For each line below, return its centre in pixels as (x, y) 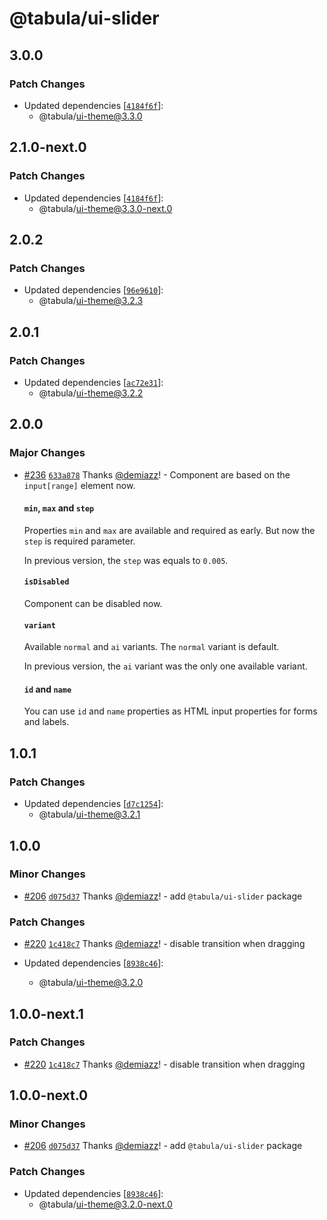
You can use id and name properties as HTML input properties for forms (170, 711)
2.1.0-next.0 (48, 147)
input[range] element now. (79, 485)
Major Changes (47, 453)
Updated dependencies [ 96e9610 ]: (93, 290)
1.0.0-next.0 (49, 1095)
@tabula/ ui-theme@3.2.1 (89, 814)
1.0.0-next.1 (46, 1013)
